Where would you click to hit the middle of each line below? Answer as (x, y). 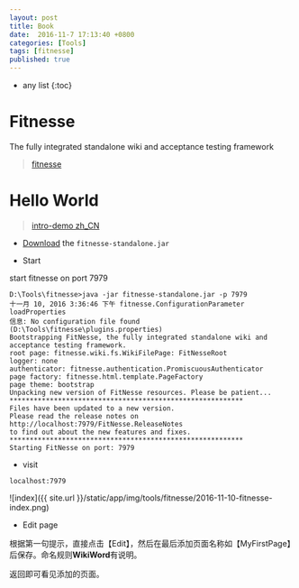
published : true (40, 60)
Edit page (40, 525)
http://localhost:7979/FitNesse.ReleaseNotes (96, 424)
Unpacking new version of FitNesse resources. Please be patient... (140, 392)
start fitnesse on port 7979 (59, 278)
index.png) (29, 507)
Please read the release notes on (74, 416)
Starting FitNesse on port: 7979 (72, 447)
